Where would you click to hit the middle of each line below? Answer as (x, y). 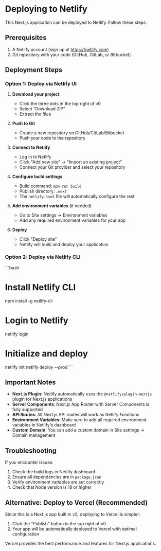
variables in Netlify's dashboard (44, 425)
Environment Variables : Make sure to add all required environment (79, 420)
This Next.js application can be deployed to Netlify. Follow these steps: (76, 22)
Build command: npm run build (50, 186)
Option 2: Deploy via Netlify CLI (43, 257)
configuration (26, 534)
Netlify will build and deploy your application (64, 245)
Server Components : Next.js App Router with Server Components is (81, 404)
